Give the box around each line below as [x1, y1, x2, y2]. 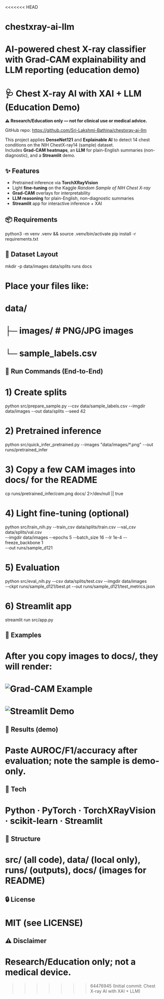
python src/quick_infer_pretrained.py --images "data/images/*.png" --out [5, 441, 153, 448]
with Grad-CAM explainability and [5, 54, 146, 65]
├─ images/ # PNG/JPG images [5, 325, 134, 336]
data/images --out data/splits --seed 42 [5, 408, 86, 414]
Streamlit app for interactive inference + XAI [12, 200, 102, 206]
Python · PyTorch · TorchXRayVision [5, 805, 156, 816]
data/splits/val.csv [5, 529, 42, 535]
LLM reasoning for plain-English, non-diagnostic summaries [12, 196, 134, 201]
